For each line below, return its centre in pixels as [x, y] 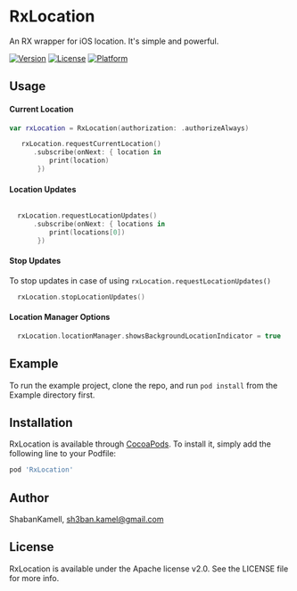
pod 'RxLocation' [41, 470]
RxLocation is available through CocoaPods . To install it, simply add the [140, 444]
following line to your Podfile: [63, 454]
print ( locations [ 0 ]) [87, 232]
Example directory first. [52, 395]
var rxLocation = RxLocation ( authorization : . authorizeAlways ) [129, 128]
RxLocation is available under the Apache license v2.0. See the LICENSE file [149, 569]
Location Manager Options [60, 317]
